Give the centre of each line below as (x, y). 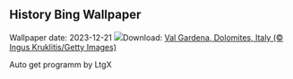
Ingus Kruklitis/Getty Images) (63, 47)
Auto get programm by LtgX (60, 64)
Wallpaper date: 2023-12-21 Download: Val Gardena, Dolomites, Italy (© (146, 37)
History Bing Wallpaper (75, 15)
